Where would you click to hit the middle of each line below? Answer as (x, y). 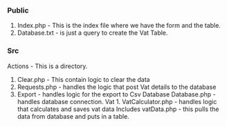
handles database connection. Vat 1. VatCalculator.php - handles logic (117, 101)
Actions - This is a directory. (47, 66)
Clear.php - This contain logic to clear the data (83, 79)
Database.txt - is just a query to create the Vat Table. (92, 33)
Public (18, 10)
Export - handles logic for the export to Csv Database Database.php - (116, 94)
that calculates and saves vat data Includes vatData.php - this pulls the (118, 109)
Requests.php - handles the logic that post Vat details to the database (117, 87)
